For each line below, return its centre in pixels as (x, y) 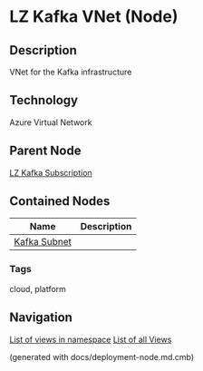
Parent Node (45, 151)
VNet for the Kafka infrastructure (71, 72)
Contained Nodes (60, 201)
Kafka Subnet (43, 242)
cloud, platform (38, 288)
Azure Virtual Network (51, 122)
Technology (44, 100)
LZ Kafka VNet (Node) (94, 17)
